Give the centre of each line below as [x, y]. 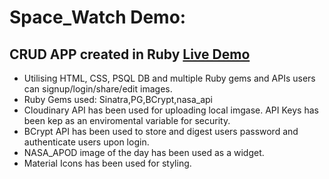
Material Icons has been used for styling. [107, 163]
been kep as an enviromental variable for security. [127, 120]
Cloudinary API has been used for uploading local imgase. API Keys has [171, 110]
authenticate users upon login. [86, 142]
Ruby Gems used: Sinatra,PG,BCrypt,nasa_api [118, 99]
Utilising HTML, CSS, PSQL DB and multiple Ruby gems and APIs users [169, 78]
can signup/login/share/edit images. [98, 89]
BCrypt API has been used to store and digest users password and [161, 131]
